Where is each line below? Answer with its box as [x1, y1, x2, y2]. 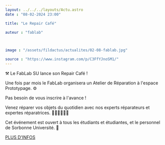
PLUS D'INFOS [5, 134, 36, 140]
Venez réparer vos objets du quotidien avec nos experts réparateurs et [5, 104, 150, 110]
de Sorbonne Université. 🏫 [5, 125, 59, 131]
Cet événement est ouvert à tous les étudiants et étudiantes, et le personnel [5, 119, 161, 125]
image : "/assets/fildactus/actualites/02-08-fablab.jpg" [5, 48, 128, 53]
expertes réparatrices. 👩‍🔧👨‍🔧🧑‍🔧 [5, 110, 69, 116]
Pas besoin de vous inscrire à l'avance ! [5, 95, 86, 101]
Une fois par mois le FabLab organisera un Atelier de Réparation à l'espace [5, 80, 159, 86]
